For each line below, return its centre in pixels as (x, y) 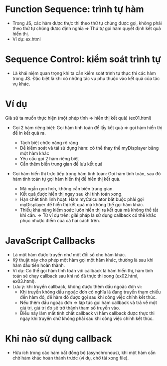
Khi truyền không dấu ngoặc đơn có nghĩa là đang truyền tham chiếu (90, 292)
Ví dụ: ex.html (26, 39)
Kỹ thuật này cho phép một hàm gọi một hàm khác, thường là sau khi (83, 260)
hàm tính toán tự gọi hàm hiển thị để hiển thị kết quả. (66, 179)
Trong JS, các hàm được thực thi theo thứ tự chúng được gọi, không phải (87, 23)
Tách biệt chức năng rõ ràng (49, 142)
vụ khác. (21, 84)
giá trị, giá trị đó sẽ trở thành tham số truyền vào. (70, 308)
